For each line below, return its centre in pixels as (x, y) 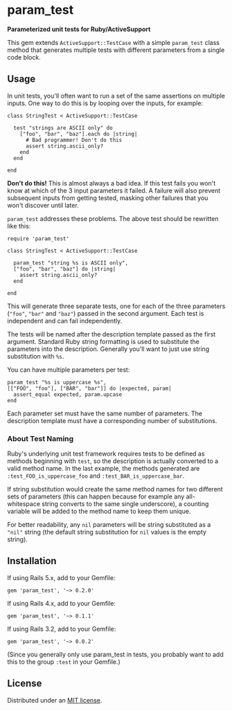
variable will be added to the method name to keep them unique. (99, 512)
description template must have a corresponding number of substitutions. (112, 420)
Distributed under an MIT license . (55, 700)
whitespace (24, 504)
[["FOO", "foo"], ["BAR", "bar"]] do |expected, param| (89, 388)
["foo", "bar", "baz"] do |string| (65, 269)
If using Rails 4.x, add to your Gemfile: (62, 603)
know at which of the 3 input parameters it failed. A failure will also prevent (114, 190)
